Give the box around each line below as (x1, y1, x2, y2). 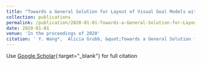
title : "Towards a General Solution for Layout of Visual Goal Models (6, 8, 186, 15)
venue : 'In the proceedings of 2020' (6, 31, 100, 37)
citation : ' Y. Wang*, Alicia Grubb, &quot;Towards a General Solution (6, 36, 191, 42)
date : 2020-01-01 (6, 25, 50, 31)
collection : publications (6, 14, 71, 20)
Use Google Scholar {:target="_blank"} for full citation (6, 53, 138, 59)
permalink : (6, 19, 33, 25)
